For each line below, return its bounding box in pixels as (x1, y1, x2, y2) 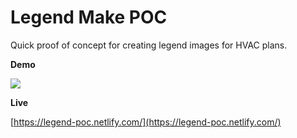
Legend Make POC (10, 6, 168, 29)
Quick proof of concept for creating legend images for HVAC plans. (10, 39, 288, 51)
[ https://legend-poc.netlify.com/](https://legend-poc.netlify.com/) (10, 116, 282, 128)
